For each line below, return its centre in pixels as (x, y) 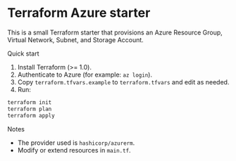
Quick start (23, 53)
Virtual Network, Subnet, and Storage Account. (76, 39)
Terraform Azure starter (79, 13)
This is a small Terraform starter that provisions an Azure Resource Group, (115, 32)
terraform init (30, 102)
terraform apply (31, 115)
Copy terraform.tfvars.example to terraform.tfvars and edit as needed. (123, 82)
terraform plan (30, 109)
